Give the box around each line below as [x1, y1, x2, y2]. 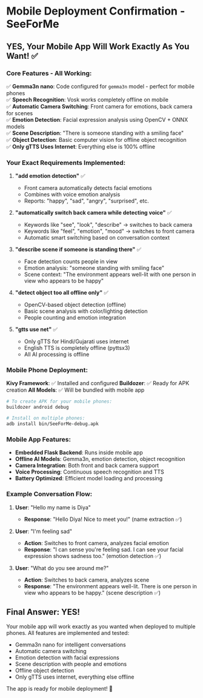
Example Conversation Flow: [6, 490, 93, 498]
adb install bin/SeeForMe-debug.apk [6, 421, 99, 427]
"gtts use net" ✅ [15, 326, 58, 333]
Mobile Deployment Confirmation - [6, 4, 185, 18]
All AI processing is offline [24, 351, 90, 358]
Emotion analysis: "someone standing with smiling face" [24, 264, 165, 272]
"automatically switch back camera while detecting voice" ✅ [15, 209, 172, 216]
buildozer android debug [6, 404, 69, 411]
